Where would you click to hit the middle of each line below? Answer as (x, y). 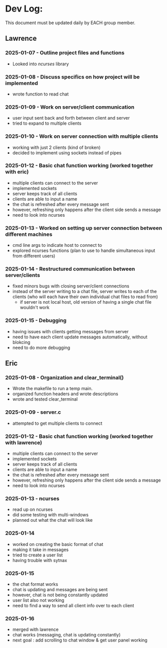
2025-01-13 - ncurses (32, 498)
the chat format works (35, 584)
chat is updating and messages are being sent (60, 589)
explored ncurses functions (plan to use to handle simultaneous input (84, 251)
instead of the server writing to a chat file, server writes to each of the (84, 292)
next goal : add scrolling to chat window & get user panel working (80, 640)
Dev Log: (24, 9)
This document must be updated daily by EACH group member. (70, 23)
